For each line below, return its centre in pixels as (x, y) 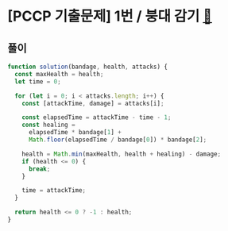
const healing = (49, 125)
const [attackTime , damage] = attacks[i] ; (93, 103)
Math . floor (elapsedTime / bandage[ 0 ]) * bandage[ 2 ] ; (118, 140)
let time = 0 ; (38, 81)
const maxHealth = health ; (59, 74)
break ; (39, 169)
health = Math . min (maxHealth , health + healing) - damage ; (122, 154)
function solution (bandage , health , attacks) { (88, 67)
